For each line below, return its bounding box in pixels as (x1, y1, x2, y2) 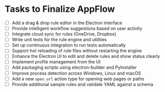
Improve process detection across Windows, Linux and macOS (11, 70, 141, 76)
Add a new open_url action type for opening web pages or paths (11, 76, 145, 82)
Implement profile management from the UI (11, 59, 101, 65)
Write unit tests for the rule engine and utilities (11, 37, 107, 43)
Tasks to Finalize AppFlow (4, 3, 115, 15)
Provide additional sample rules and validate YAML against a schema (11, 81, 154, 87)
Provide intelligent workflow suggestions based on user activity (11, 26, 143, 31)
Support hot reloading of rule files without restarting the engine (11, 48, 142, 54)
